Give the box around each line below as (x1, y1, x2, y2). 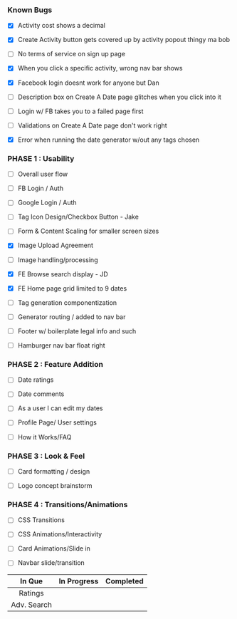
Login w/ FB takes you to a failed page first (17, 107, 144, 115)
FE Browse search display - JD (17, 269, 108, 279)
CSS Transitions (17, 516, 65, 524)
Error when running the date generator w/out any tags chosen (17, 135, 200, 144)
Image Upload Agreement (17, 241, 94, 250)
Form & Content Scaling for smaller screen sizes (17, 227, 159, 236)
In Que (20, 576, 43, 586)
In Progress (58, 576, 99, 586)
